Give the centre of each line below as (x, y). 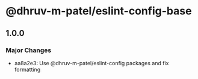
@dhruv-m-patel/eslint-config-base (99, 11)
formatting (27, 69)
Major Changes (29, 50)
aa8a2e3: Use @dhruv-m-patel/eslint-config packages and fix (91, 63)
